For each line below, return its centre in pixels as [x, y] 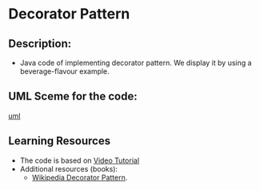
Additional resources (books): [69, 168]
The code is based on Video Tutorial [80, 160]
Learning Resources [59, 141]
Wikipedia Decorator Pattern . [80, 177]
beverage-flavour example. [64, 71]
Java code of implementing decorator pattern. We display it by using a [136, 63]
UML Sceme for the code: [73, 97]
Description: [40, 44]
